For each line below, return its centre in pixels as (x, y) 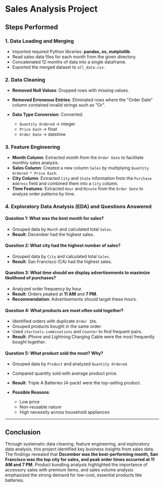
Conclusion (23, 432)
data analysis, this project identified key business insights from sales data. (80, 449)
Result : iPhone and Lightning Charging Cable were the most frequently (83, 337)
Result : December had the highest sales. (53, 234)
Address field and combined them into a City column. (65, 184)
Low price (30, 402)
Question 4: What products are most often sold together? (64, 310)
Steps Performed (32, 27)
